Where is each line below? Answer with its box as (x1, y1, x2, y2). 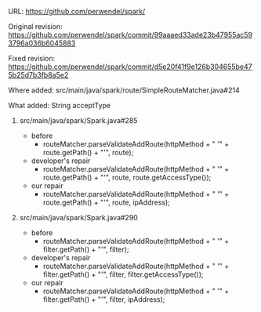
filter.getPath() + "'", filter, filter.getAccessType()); (42, 270, 204, 279)
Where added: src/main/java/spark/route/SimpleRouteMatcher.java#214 (8, 85, 241, 95)
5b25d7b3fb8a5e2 (8, 71, 69, 79)
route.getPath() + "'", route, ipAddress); (42, 198, 171, 207)
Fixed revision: (8, 54, 56, 63)
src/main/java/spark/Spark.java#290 (19, 213, 139, 222)
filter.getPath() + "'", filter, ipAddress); (42, 295, 165, 304)
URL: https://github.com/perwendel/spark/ (8, 7, 146, 16)
